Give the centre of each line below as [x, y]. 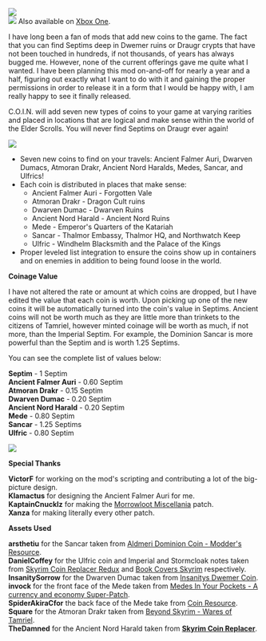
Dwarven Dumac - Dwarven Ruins [87, 210]
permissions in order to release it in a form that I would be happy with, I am [131, 87]
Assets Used [30, 528]
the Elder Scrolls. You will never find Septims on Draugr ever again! [119, 129]
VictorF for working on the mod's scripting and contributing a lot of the [125, 479]
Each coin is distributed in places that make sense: [103, 184]
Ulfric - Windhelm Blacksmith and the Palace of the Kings [126, 244]
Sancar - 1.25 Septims [45, 424]
